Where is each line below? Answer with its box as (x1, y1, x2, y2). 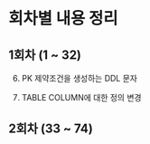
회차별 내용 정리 (8, 8, 118, 29)
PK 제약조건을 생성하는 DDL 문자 (21, 73, 137, 83)
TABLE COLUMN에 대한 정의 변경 (21, 92, 142, 102)
